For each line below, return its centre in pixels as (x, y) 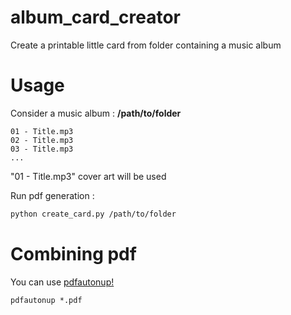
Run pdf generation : (52, 195)
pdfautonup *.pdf (46, 300)
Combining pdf (73, 253)
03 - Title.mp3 (42, 149)
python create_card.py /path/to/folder (93, 214)
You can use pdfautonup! (62, 282)
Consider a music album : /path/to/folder (96, 113)
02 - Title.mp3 (42, 140)
